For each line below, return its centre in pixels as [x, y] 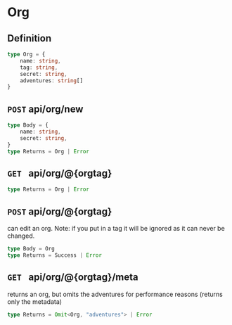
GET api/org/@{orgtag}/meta [73, 278]
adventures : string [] [51, 81]
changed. [21, 236]
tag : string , [39, 68]
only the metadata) [34, 301]
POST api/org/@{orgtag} [60, 211]
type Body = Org [31, 248]
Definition [29, 38]
